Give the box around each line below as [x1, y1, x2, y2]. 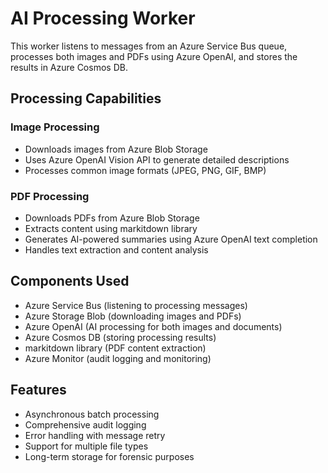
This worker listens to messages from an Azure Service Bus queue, [10, 40, 288, 52]
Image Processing [10, 120, 100, 134]
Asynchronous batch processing [24, 408, 160, 420]
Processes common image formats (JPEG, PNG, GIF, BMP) [24, 164, 267, 176]
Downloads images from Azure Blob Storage [24, 143, 208, 155]
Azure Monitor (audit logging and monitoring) [24, 352, 212, 364]
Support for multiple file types [24, 440, 149, 452]
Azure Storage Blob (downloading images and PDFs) [24, 310, 242, 322]
